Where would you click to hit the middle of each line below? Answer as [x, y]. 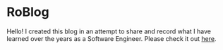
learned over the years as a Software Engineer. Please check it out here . [111, 38]
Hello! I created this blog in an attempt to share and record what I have [109, 31]
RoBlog [28, 12]
